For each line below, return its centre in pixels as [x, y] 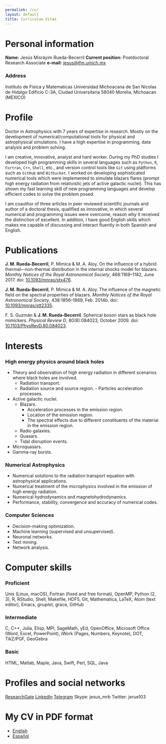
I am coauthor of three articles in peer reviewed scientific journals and [77, 204]
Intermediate [21, 617]
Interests [24, 346]
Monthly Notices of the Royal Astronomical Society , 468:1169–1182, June [80, 274]
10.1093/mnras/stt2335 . [29, 305]
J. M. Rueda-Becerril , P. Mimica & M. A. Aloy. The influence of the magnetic [83, 289]
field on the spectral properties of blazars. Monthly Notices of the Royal [79, 295]
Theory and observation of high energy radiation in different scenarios [84, 372]
